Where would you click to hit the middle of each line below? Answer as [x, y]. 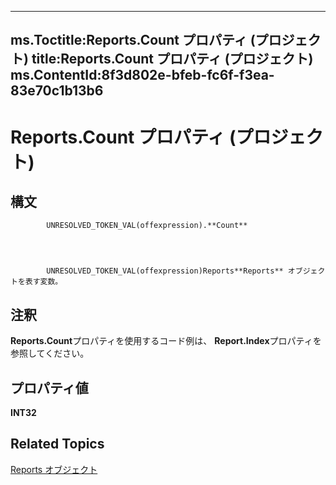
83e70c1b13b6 [57, 91]
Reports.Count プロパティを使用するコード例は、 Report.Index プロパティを [166, 341]
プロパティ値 [49, 387]
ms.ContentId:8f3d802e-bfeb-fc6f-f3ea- [142, 75]
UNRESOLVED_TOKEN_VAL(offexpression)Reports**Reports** [165, 271]
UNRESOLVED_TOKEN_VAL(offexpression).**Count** [147, 226]
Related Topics [57, 444]
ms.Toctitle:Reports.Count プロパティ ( [133, 40]
